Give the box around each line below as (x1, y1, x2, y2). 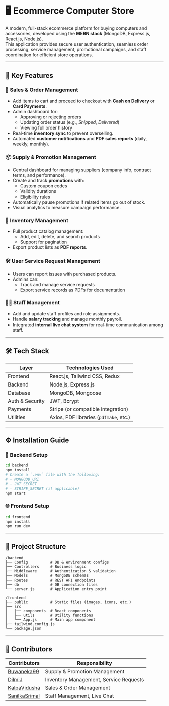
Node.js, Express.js (49, 381, 95, 388)
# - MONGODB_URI (5, 477, 39, 482)
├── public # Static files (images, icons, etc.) (5, 600, 132, 605)
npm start (5, 491, 26, 496)
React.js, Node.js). (5, 36, 43, 42)
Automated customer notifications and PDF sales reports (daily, (12, 135, 147, 141)
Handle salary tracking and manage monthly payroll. (12, 316, 122, 322)
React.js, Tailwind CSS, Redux (49, 372, 120, 379)
